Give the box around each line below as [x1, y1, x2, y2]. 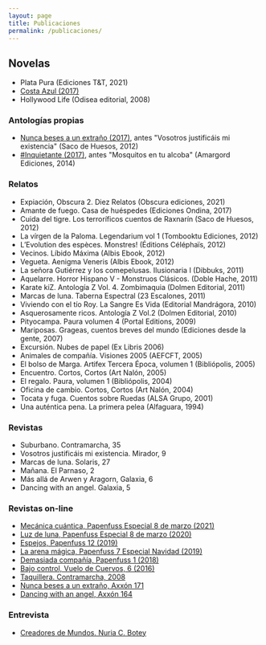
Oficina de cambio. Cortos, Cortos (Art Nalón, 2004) [19, 385, 194, 394]
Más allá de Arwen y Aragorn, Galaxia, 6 [19, 475, 153, 484]
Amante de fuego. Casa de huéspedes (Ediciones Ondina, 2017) [19, 206, 232, 215]
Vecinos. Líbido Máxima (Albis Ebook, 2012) [19, 248, 166, 258]
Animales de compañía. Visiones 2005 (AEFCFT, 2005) [19, 350, 203, 360]
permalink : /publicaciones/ [8, 27, 103, 35]
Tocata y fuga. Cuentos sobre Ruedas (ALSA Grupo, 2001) [19, 393, 214, 402]
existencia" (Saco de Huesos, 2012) [19, 141, 139, 151]
